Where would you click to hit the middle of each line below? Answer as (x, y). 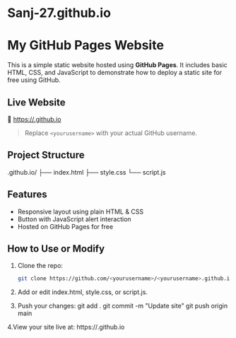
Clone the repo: (40, 266)
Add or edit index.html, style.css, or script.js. (83, 292)
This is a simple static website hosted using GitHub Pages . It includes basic (117, 65)
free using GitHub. (34, 80)
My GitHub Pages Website (86, 46)
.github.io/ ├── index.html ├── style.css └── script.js (87, 172)
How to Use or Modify (56, 249)
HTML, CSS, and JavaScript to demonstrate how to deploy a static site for (115, 73)
